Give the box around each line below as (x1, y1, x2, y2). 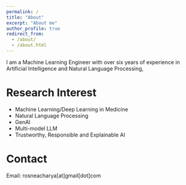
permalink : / (6, 8, 39, 15)
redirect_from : (6, 31, 44, 37)
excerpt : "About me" (6, 20, 58, 26)
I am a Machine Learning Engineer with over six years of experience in (6, 58, 180, 66)
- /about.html (11, 43, 47, 48)
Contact (6, 152, 47, 165)
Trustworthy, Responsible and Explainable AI (14, 131, 125, 138)
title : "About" (6, 14, 44, 20)
